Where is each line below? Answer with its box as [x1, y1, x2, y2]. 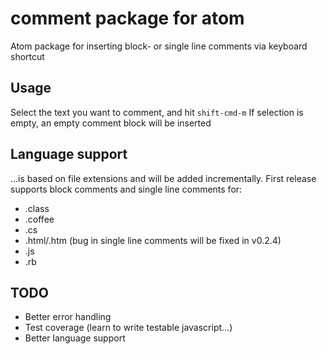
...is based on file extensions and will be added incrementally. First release [10, 172, 317, 184]
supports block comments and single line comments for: [10, 183, 243, 195]
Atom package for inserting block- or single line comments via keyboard [10, 40, 308, 52]
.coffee [24, 213, 55, 225]
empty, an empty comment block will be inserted [10, 117, 212, 129]
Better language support [24, 332, 126, 344]
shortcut [10, 50, 45, 62]
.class [24, 202, 50, 214]
